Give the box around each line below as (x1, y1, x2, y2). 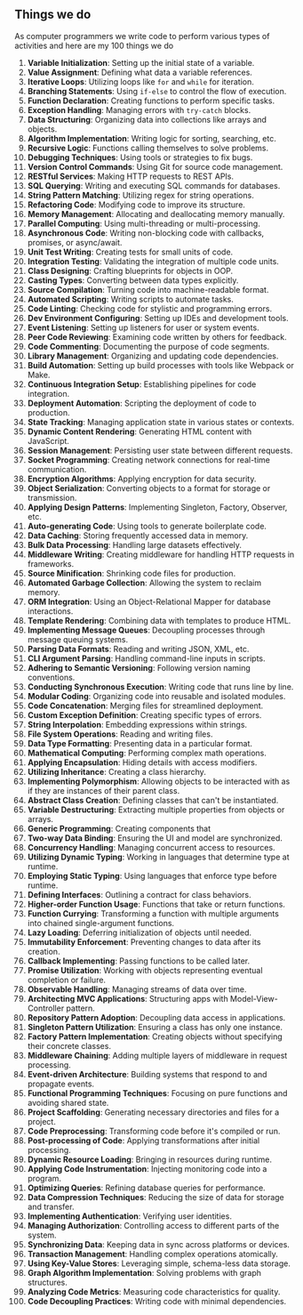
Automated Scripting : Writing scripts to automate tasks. (27, 294, 234, 304)
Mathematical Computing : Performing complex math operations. (27, 747, 267, 758)
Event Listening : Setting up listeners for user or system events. (27, 322, 260, 333)
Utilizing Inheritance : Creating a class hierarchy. (27, 766, 207, 777)
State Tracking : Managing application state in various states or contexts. (27, 416, 295, 427)
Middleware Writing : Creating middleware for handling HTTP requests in (27, 549, 295, 560)
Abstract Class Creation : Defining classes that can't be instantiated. (27, 795, 279, 805)
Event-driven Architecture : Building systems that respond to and (27, 1069, 267, 1079)
